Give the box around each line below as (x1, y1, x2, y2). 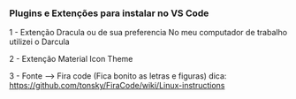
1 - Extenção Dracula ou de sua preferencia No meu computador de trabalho (9, 27, 288, 38)
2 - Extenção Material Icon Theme (9, 54, 133, 65)
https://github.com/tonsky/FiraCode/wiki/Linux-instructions (9, 80, 225, 91)
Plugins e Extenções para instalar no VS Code (9, 7, 209, 19)
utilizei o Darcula (9, 36, 70, 47)
